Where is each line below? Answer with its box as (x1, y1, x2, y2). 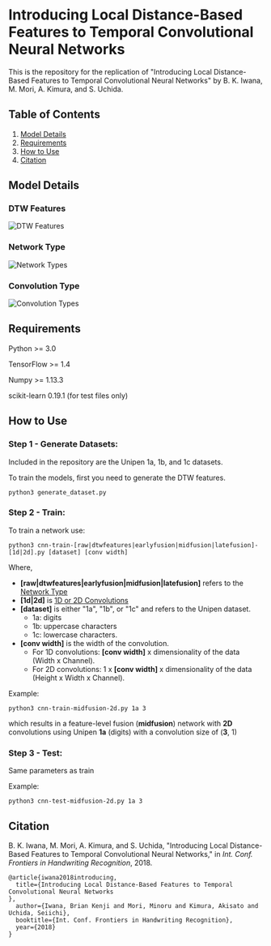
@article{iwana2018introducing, (8, 873, 117, 881)
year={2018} (15, 922, 57, 931)
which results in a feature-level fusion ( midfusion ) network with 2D (8, 718, 233, 728)
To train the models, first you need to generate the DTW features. (8, 473, 227, 482)
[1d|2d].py (8, 548, 45, 556)
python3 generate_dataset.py (8, 488, 107, 496)
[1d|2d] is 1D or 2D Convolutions (19, 595, 129, 605)
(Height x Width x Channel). (32, 673, 125, 683)
